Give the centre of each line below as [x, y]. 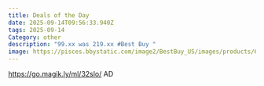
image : [19, 52]
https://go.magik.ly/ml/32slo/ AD [61, 74]
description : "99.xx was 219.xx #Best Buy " [82, 45]
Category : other [35, 37]
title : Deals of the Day [49, 15]
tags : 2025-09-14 [37, 30]
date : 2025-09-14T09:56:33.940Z [61, 23]
